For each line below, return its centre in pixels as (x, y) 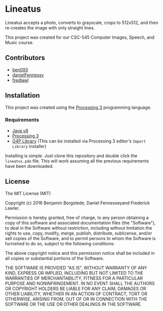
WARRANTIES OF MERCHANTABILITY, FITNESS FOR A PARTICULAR (74, 278)
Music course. (20, 42)
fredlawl (20, 80)
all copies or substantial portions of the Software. (54, 258)
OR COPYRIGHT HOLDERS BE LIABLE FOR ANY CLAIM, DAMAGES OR (76, 288)
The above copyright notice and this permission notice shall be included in (80, 253)
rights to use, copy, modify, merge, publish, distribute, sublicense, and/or (79, 233)
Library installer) (29, 146)
